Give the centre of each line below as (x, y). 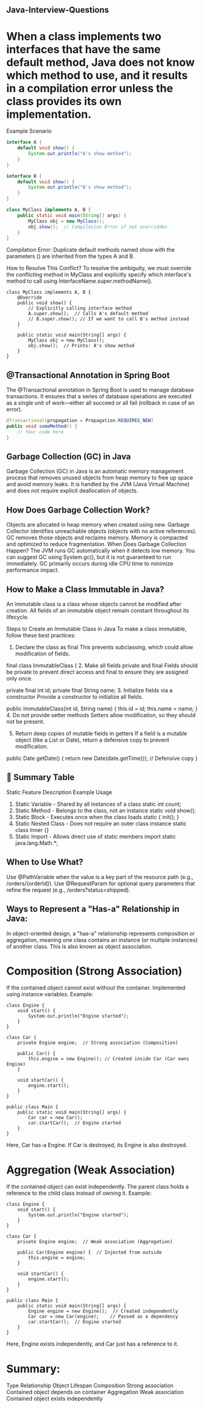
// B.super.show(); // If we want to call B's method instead (109, 319)
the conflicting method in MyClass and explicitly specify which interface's (99, 275)
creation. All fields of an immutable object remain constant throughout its (98, 611)
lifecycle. (18, 617)
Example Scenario (29, 131)
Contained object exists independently (55, 1399)
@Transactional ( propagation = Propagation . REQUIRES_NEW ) (80, 421)
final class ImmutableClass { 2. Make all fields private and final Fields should (102, 666)
